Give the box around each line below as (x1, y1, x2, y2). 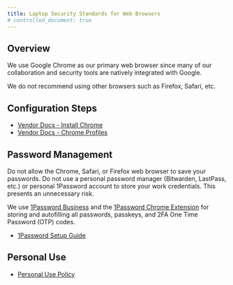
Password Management (7, 148, 113, 161)
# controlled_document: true (7, 17, 92, 24)
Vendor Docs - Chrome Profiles (17, 129, 108, 137)
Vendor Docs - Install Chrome (17, 121, 103, 129)
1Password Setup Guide (17, 231, 86, 240)
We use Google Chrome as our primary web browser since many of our (7, 61, 212, 70)
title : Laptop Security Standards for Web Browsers (7, 10, 160, 17)
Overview (7, 43, 51, 54)
